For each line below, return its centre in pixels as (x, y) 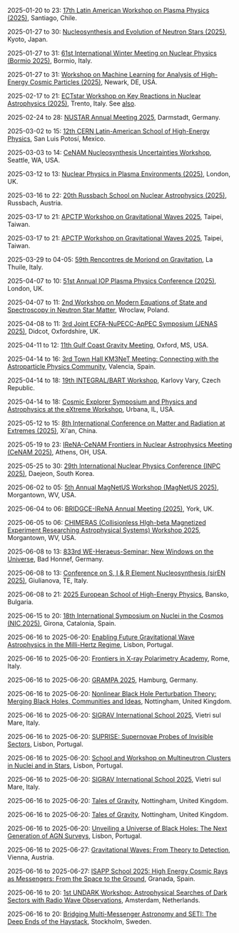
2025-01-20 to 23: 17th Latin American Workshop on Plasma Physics (108, 10)
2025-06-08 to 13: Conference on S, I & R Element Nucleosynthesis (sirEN (117, 573)
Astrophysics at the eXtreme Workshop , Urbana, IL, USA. (91, 409)
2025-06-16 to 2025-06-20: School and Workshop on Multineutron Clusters (119, 758)
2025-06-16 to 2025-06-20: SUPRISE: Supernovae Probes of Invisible (111, 736)
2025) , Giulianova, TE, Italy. (48, 580)
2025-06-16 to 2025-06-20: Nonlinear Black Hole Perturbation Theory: (112, 694)
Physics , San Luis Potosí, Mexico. (56, 139)
